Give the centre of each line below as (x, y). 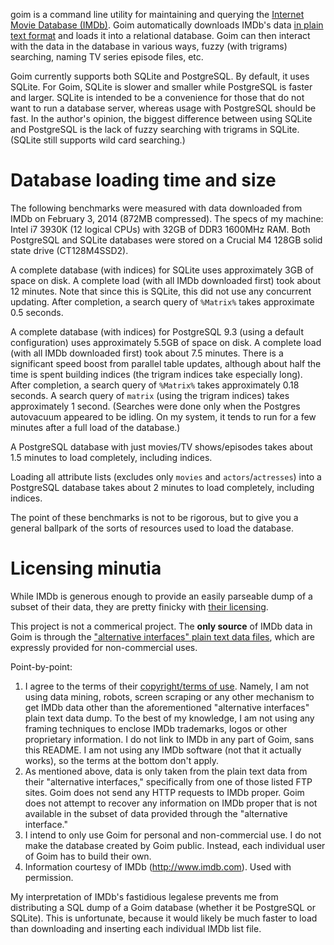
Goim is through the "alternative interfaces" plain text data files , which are (162, 636)
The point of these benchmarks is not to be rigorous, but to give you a (154, 517)
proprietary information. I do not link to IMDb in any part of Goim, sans (169, 739)
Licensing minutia (86, 568)
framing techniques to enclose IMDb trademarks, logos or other (156, 728)
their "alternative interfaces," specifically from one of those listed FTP (168, 781)
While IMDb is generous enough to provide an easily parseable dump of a (161, 596)
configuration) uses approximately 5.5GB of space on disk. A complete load (166, 342)
